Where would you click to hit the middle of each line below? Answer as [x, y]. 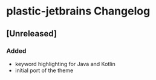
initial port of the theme [44, 70]
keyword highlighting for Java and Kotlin [65, 64]
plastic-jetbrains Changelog [78, 11]
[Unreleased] [32, 34]
